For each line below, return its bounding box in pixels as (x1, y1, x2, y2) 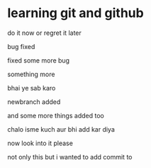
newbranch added (7, 98, 61, 106)
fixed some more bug (7, 56, 69, 65)
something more (7, 70, 55, 78)
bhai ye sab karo (7, 83, 56, 92)
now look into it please (7, 139, 73, 147)
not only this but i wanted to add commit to (7, 152, 133, 161)
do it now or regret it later (7, 28, 82, 37)
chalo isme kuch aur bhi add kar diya (7, 125, 116, 133)
